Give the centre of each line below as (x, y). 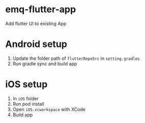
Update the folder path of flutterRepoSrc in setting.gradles (76, 58)
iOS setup (26, 84)
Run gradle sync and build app (45, 64)
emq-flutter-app (41, 9)
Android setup (36, 44)
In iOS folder (26, 99)
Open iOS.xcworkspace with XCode (49, 109)
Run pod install (28, 104)
